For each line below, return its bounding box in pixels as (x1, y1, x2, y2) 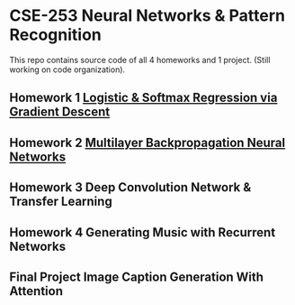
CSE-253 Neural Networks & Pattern (9, 5, 286, 26)
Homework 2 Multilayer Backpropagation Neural (9, 134, 286, 150)
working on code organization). (9, 64, 126, 75)
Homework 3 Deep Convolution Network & (9, 180, 252, 195)
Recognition (9, 24, 102, 45)
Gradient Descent (9, 105, 111, 120)
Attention (9, 283, 63, 299)
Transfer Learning (9, 194, 112, 209)
